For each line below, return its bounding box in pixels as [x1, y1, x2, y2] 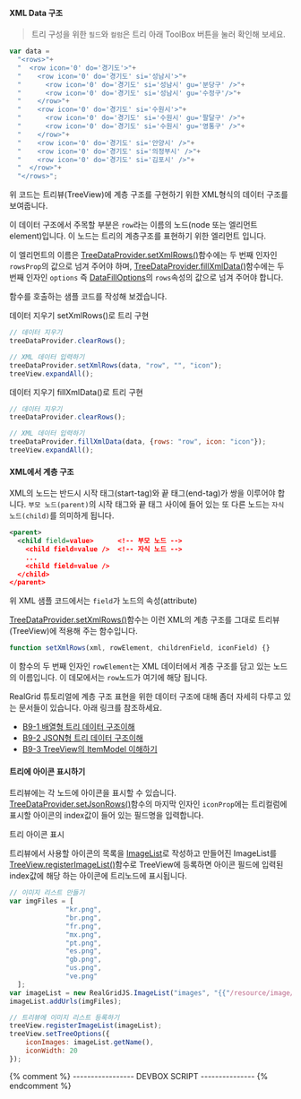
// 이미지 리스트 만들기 [9, 888, 85, 897]
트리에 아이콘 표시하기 [9, 766, 86, 776]
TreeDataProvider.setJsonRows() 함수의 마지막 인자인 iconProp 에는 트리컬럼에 [9, 799, 288, 809]
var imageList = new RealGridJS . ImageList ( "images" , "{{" [9, 988, 230, 998]
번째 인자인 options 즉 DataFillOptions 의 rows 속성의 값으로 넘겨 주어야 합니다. [9, 273, 284, 283]
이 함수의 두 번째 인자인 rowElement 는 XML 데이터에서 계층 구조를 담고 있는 [9, 661, 271, 671]
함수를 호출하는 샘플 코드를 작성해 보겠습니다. [9, 291, 168, 302]
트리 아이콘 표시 [9, 829, 65, 840]
